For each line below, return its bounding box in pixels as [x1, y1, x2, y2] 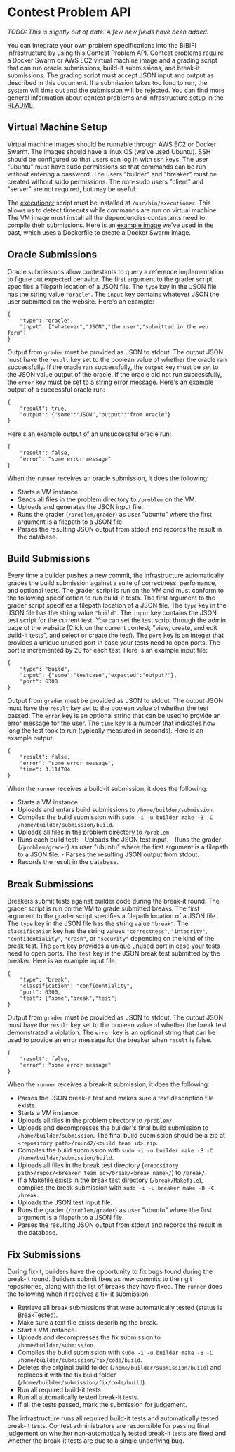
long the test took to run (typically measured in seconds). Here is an [7, 726, 204, 735]
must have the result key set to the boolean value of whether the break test [7, 1021, 227, 1029]
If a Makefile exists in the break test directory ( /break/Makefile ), [17, 1176, 203, 1185]
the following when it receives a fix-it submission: [7, 1290, 151, 1298]
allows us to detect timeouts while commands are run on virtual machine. [7, 205, 219, 214]
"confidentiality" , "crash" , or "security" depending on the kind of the [7, 934, 215, 943]
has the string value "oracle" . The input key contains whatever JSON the [7, 290, 220, 298]
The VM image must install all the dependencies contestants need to [7, 213, 206, 221]
